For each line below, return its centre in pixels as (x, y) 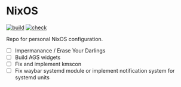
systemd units (32, 77)
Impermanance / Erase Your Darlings (60, 50)
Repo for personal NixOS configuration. (55, 39)
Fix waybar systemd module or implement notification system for (95, 71)
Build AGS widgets (38, 57)
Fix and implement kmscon (48, 64)
